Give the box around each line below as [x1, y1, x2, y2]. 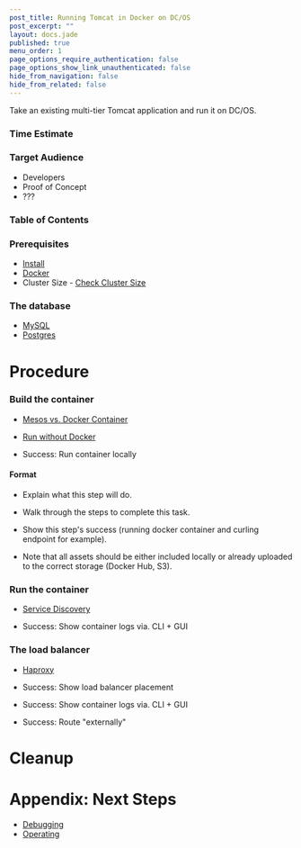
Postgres [22, 329, 57, 340]
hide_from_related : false [9, 80, 106, 89]
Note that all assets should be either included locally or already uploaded [22, 551, 293, 563]
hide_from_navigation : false [9, 72, 119, 81]
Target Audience [9, 151, 84, 164]
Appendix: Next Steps [9, 789, 177, 810]
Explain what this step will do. [22, 490, 133, 501]
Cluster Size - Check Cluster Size [22, 277, 146, 288]
